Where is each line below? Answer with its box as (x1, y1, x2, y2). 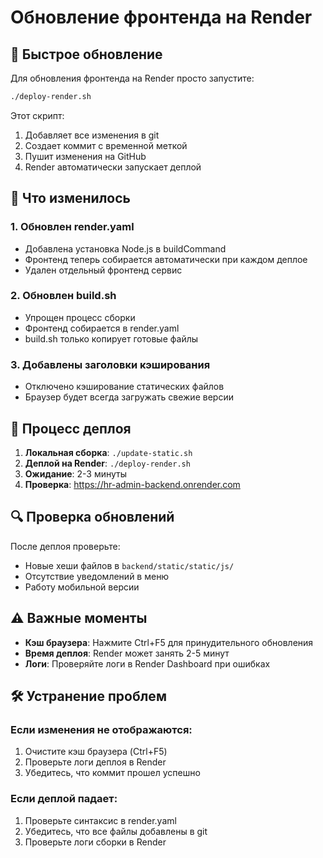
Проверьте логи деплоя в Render (24, 756, 167, 768)
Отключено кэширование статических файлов (24, 381, 225, 393)
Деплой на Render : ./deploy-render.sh (24, 457, 191, 469)
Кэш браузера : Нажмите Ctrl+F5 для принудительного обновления (24, 636, 314, 648)
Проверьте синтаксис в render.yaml (24, 814, 177, 826)
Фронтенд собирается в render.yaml (24, 322, 180, 334)
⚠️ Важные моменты (10, 610, 148, 627)
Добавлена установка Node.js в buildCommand (24, 242, 227, 255)
